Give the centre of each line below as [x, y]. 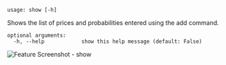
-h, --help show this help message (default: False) [108, 41]
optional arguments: [37, 35]
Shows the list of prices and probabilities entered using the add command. [113, 23]
